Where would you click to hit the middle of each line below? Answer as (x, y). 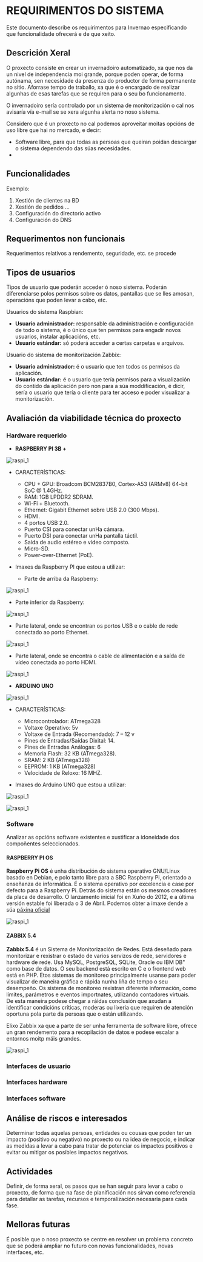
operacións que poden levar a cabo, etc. (57, 300)
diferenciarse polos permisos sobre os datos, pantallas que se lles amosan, (100, 294)
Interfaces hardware (37, 1082)
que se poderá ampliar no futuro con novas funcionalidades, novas (90, 1246)
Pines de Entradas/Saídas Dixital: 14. (69, 740)
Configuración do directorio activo (58, 213)
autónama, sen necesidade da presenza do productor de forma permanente (101, 80)
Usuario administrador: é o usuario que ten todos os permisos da (97, 367)
